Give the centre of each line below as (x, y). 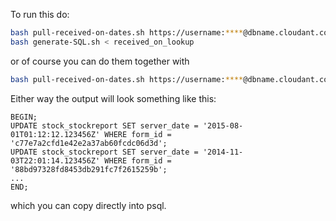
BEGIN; (24, 117)
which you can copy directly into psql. (88, 205)
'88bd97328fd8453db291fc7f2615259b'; (89, 169)
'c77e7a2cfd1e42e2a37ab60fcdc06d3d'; (89, 143)
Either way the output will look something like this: (113, 98)
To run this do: (40, 14)
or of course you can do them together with (100, 61)
